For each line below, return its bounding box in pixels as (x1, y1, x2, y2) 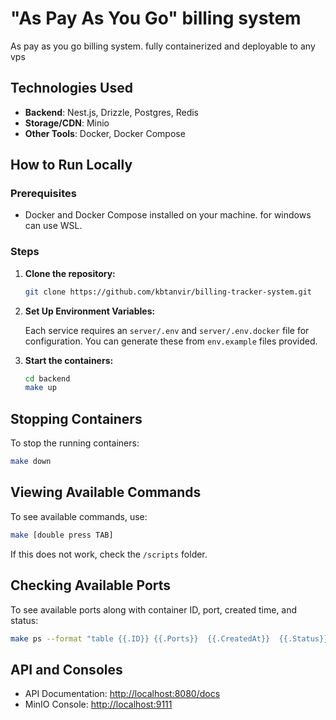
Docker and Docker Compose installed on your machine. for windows (24, 209, 312, 221)
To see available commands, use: (10, 510, 148, 522)
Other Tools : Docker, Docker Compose (24, 127, 186, 139)
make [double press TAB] (10, 530, 114, 540)
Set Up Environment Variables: (24, 305, 156, 317)
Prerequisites (10, 187, 77, 201)
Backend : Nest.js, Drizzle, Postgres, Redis (24, 106, 200, 118)
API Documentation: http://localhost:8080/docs (24, 688, 221, 700)
